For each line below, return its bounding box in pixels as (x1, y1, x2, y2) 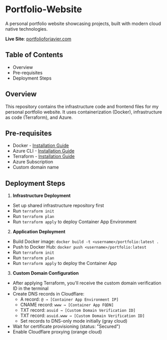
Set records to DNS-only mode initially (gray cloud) (20, 318, 128, 324)
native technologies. (5, 26, 48, 32)
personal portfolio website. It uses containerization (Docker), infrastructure (5, 109, 162, 115)
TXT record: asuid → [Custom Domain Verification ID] (20, 307, 136, 313)
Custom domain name (12, 164, 59, 171)
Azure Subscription (12, 159, 53, 165)
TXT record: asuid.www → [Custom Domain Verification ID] (20, 312, 145, 319)
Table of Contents (5, 51, 64, 59)
